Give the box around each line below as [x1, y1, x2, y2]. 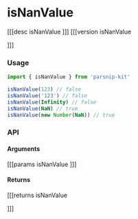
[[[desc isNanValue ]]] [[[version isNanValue [7, 27, 132, 36]
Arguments [7, 145, 41, 152]
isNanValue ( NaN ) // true [7, 105, 78, 112]
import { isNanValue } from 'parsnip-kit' [7, 73, 130, 80]
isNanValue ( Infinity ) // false [7, 98, 97, 106]
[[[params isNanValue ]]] [7, 160, 77, 168]
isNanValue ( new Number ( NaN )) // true [7, 111, 115, 118]
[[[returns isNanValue [7, 191, 67, 199]
